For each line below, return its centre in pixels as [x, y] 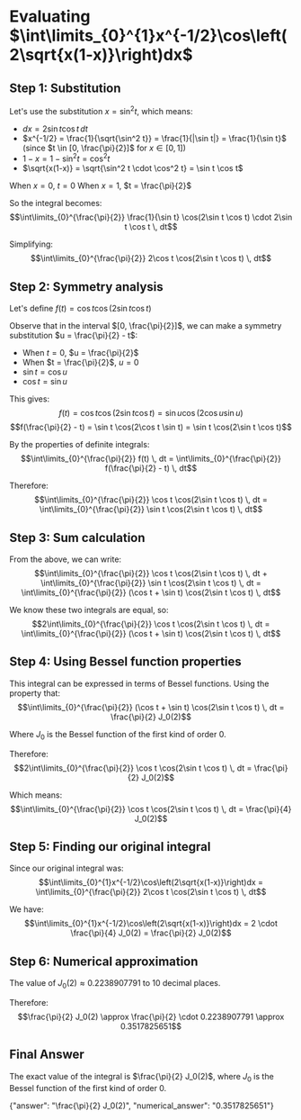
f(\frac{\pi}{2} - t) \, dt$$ [151, 468]
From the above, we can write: [66, 559]
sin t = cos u [44, 372]
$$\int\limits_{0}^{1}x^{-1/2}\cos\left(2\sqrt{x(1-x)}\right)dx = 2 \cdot [151, 924]
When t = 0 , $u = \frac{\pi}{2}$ [80, 353]
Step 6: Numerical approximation [104, 961]
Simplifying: [31, 244]
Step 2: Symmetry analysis [86, 287]
